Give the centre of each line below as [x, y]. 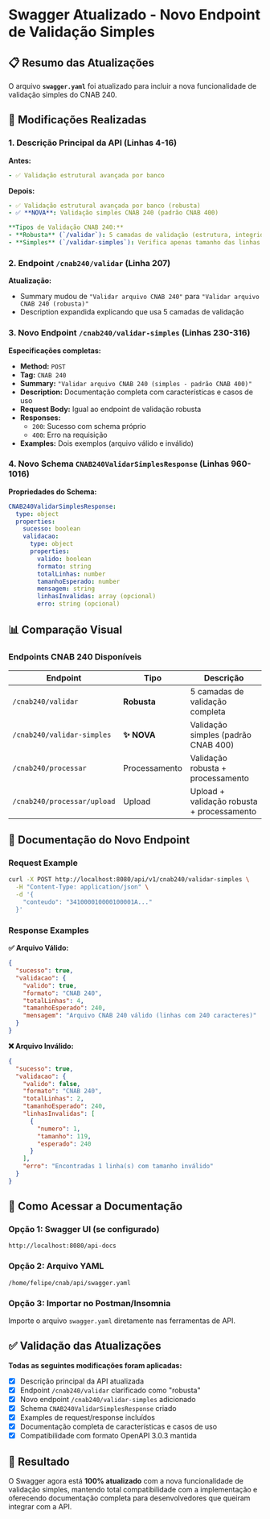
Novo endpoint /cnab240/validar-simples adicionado [108, 1399]
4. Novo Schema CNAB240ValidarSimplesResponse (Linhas [119, 464]
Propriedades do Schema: [53, 491]
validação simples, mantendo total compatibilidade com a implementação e [133, 1490]
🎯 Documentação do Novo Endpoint [99, 840]
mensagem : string [66, 589]
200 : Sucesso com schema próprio [89, 426]
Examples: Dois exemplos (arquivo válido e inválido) [107, 443]
